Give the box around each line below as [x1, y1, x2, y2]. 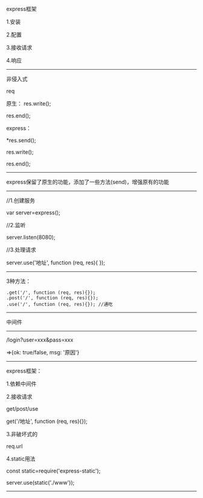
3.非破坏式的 [6, 431, 38, 437]
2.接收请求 [6, 393, 33, 400]
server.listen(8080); [6, 234, 56, 241]
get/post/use [6, 405, 39, 412]
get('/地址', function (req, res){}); [6, 417, 88, 425]
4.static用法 [6, 455, 36, 462]
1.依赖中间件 [6, 380, 37, 387]
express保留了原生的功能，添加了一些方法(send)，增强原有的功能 [6, 178, 169, 185]
